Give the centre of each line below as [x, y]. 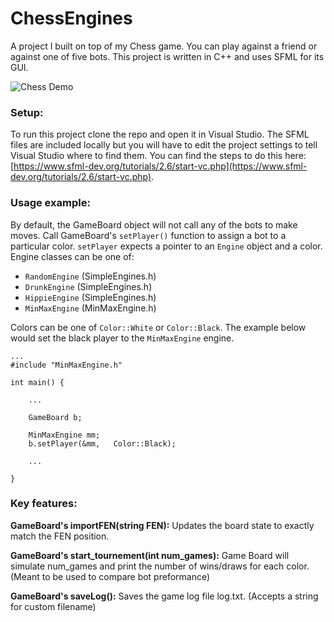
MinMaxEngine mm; [64, 435]
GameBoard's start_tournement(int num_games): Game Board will [150, 555]
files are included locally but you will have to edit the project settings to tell [164, 145]
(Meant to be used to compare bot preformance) [110, 576]
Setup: [27, 112]
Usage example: [50, 203]
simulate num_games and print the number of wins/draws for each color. [160, 566]
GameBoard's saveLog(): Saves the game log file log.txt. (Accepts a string [164, 596]
